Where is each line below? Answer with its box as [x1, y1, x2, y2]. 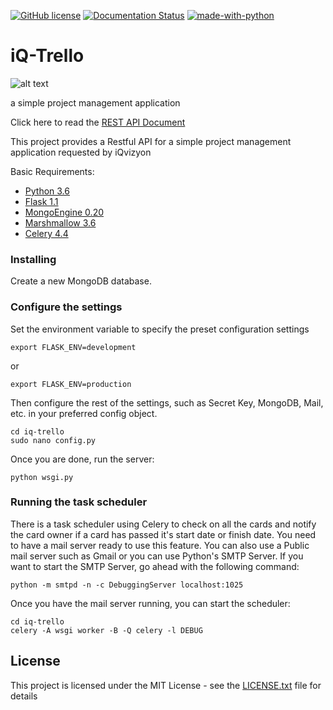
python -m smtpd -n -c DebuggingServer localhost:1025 [10, 580, 244, 590]
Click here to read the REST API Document [10, 116, 186, 128]
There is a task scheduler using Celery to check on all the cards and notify [10, 518, 317, 530]
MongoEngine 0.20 [24, 206, 105, 218]
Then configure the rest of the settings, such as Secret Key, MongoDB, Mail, [10, 396, 324, 409]
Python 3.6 [24, 185, 70, 197]
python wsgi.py [10, 472, 74, 482]
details [10, 690, 38, 702]
